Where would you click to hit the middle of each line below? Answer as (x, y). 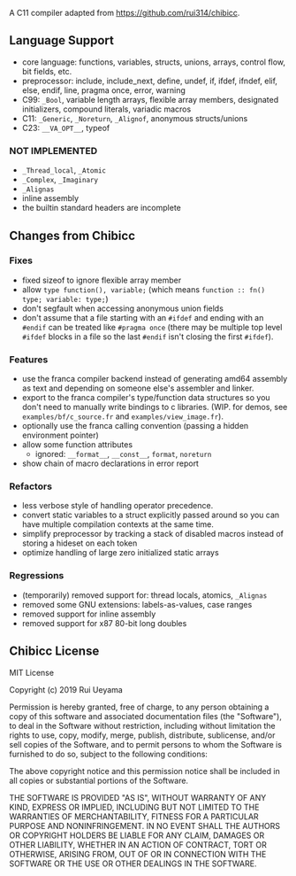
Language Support (62, 40)
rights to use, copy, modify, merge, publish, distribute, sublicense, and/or (142, 735)
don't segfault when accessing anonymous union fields (122, 308)
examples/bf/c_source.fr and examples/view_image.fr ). (122, 416)
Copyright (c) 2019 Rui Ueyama (66, 689)
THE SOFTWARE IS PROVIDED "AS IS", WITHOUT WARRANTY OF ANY (138, 797)
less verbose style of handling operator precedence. (118, 506)
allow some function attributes (77, 445)
